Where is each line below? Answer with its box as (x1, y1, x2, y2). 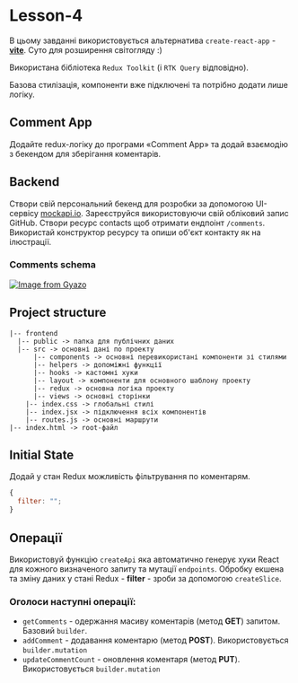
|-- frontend (9, 328, 58, 337)
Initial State (9, 448, 74, 463)
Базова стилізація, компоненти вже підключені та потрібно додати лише (9, 79, 289, 90)
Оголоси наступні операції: (9, 595, 136, 608)
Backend (9, 174, 60, 189)
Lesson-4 (9, 5, 83, 26)
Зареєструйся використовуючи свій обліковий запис (84, 207, 289, 218)
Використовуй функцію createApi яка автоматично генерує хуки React (9, 554, 280, 565)
